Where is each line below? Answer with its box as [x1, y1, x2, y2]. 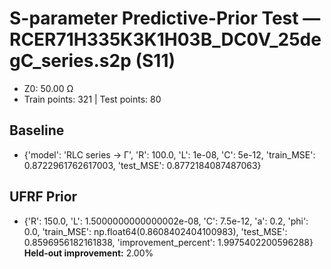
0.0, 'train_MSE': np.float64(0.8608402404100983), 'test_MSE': [23, 225, 288, 237]
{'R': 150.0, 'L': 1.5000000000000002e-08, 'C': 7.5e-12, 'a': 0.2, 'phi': [23, 215, 309, 227]
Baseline [9, 122, 65, 139]
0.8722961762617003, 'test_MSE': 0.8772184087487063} [23, 159, 262, 171]
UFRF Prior [9, 188, 78, 206]
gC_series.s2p [9, 50, 132, 72]
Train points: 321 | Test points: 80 [23, 93, 162, 105]
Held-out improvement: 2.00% [23, 247, 154, 259]
